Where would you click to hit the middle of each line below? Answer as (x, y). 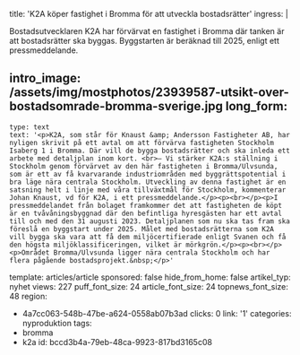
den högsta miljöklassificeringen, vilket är (95, 245)
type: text (30, 127)
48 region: (28, 296)
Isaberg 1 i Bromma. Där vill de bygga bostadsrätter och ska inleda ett (150, 151)
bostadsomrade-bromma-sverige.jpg (116, 106)
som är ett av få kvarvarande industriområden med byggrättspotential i (148, 174)
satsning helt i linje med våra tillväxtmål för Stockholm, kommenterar (148, 190)
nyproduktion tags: (57, 323)
